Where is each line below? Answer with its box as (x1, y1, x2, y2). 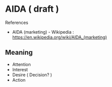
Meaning (5, 48, 33, 57)
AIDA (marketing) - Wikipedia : (12, 29, 74, 35)
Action (12, 77, 26, 83)
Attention (12, 61, 31, 67)
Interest (12, 66, 28, 72)
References (5, 20, 28, 25)
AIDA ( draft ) (5, 3, 59, 15)
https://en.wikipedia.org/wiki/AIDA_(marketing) (12, 34, 107, 40)
